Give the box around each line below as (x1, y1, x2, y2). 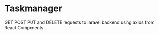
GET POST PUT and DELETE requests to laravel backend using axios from (4, 19, 155, 25)
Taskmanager (4, 3, 63, 14)
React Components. (4, 24, 45, 30)
